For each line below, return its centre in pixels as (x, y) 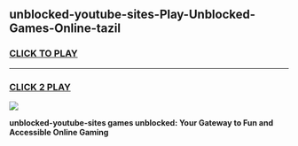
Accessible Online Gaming (59, 132)
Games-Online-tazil (65, 29)
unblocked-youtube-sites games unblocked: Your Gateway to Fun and (141, 122)
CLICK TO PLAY (43, 54)
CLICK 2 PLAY (40, 87)
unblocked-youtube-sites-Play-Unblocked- (132, 15)
